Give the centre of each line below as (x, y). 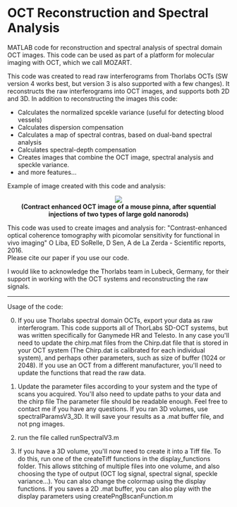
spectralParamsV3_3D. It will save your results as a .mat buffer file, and (121, 416)
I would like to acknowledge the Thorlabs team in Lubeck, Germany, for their (118, 271)
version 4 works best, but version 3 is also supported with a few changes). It (119, 83)
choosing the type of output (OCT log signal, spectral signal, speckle (117, 473)
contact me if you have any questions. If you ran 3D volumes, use (113, 409)
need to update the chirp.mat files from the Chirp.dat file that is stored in (123, 343)
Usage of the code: (35, 306)
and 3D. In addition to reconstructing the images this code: (92, 98)
